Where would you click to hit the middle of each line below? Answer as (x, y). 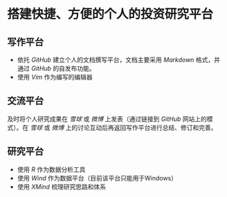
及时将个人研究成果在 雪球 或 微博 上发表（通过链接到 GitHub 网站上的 (107, 119)
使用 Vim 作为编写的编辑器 (55, 77)
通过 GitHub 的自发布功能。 (56, 68)
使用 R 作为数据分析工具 (51, 169)
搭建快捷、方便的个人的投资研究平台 (110, 14)
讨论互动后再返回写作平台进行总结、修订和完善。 (147, 127)
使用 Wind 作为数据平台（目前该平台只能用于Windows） (97, 178)
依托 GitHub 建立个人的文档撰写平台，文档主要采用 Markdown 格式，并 (118, 60)
